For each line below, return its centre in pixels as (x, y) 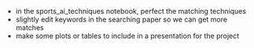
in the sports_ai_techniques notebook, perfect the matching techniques (131, 11)
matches (30, 27)
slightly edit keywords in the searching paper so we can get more (121, 19)
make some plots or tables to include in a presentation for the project (127, 36)
